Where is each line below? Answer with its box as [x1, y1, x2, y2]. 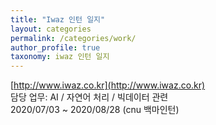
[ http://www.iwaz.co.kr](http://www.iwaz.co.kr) [10, 79, 206, 91]
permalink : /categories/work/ [10, 33, 137, 43]
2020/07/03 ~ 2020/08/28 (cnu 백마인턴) [10, 104, 180, 116]
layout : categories [10, 24, 92, 34]
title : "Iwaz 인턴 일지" [10, 14, 106, 25]
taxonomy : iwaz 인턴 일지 [10, 52, 110, 62]
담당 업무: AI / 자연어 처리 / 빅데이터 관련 [10, 91, 169, 103]
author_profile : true [10, 42, 101, 53]
